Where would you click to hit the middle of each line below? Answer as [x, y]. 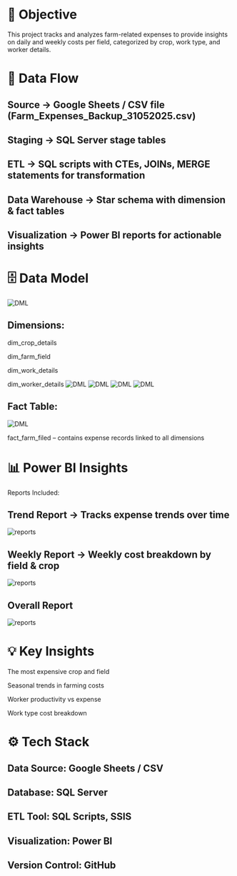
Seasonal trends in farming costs [56, 685]
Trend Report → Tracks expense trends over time [118, 514]
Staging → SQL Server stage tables [87, 140]
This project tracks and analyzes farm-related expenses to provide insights [118, 34]
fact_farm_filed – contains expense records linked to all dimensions [106, 438]
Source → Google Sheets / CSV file [86, 105]
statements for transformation [76, 175]
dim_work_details [33, 370]
